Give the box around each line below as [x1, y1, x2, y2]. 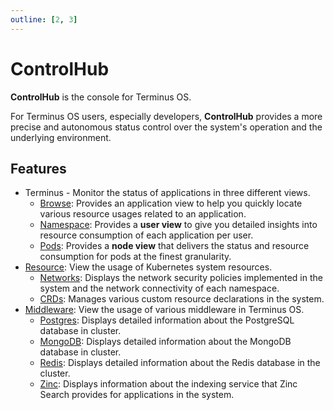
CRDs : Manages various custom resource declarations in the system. [39, 293, 325, 305]
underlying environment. [10, 131, 112, 143]
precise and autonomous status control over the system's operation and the [10, 121, 323, 133]
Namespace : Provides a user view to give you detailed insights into [39, 219, 318, 231]
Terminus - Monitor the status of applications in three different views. [24, 187, 311, 199]
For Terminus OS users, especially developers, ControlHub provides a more [10, 110, 323, 122]
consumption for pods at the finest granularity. [39, 251, 232, 263]
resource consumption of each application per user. [39, 229, 254, 241]
